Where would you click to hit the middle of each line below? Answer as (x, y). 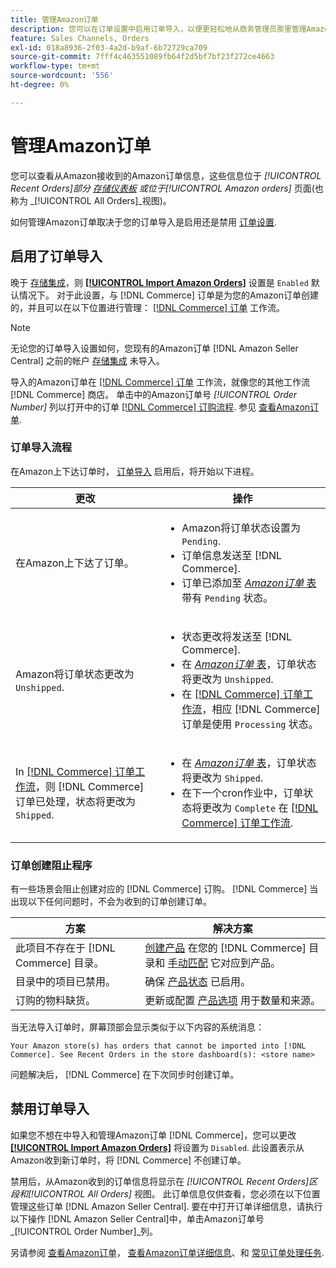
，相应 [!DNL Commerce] (261, 709)
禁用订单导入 (50, 1109)
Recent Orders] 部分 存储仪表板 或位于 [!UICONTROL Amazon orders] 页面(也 (167, 188)
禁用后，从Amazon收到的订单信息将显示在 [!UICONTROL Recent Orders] (160, 1181)
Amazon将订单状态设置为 (241, 528)
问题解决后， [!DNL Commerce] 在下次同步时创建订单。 (125, 1075)
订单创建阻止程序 (51, 865)
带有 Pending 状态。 (227, 598)
